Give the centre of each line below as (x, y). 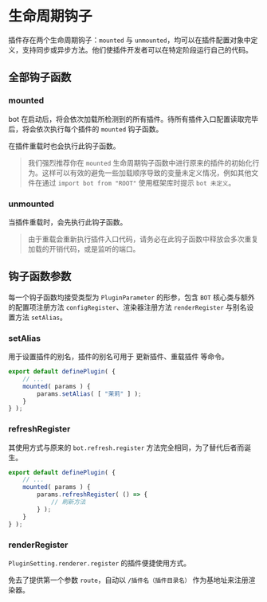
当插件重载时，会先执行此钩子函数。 (68, 222)
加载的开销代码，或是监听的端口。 (84, 248)
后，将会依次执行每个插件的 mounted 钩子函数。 (86, 129)
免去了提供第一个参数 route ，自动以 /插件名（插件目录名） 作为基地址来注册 (128, 580)
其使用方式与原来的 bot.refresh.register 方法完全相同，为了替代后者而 (126, 448)
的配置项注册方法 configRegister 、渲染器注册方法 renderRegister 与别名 (128, 307)
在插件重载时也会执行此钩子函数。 (64, 146)
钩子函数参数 (40, 277)
